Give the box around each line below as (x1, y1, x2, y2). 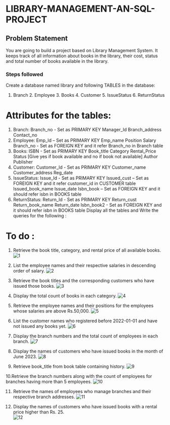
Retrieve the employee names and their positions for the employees (13, 302, 154, 309)
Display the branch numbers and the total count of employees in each (13, 333, 158, 339)
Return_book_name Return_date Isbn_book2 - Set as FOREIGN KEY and (13, 202, 162, 208)
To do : (6, 230, 35, 242)
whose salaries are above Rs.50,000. (13, 308, 90, 314)
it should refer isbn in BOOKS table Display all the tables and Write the (13, 207, 158, 213)
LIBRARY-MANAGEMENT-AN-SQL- (6, 3, 155, 15)
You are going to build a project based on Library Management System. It (6, 48, 158, 53)
